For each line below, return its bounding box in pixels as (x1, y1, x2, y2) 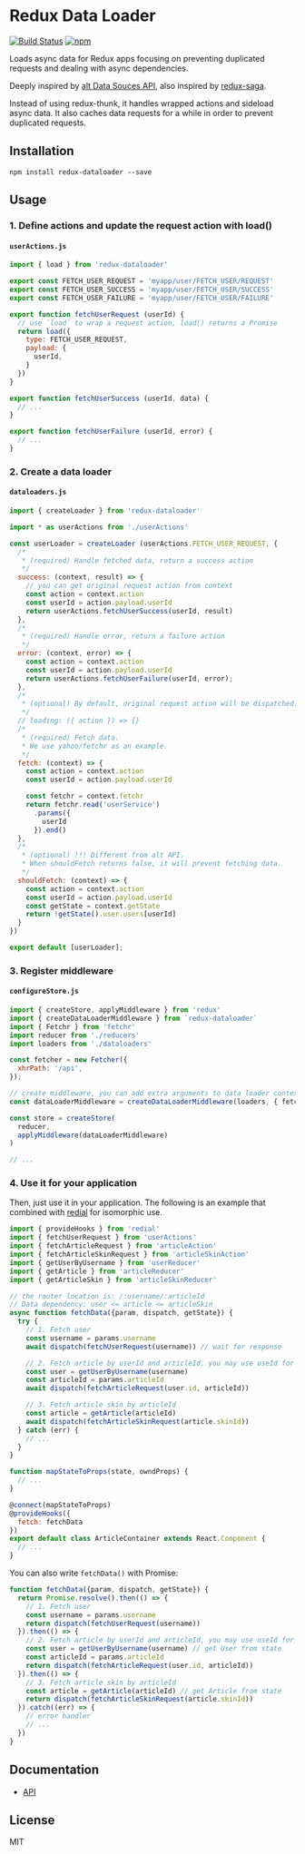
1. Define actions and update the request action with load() (9, 220, 272, 232)
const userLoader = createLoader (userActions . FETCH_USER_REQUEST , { (9, 539, 279, 548)
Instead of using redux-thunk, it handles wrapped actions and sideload (9, 97, 274, 109)
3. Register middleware (9, 964, 113, 976)
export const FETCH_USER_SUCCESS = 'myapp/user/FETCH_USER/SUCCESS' (9, 285, 274, 295)
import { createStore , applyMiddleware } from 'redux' (9, 1005, 221, 1015)
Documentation (9, 1762, 100, 1778)
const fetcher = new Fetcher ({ (9, 1055, 128, 1064)
